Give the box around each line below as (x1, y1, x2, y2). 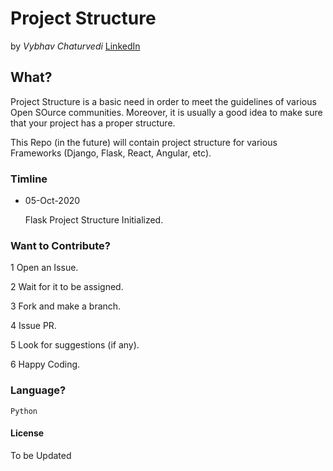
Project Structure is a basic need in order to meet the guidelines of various (10, 95, 317, 107)
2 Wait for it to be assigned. (10, 281, 124, 293)
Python (10, 406, 38, 416)
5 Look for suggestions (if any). (10, 339, 140, 351)
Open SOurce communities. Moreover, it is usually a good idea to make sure (10, 106, 323, 118)
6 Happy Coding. (10, 358, 81, 371)
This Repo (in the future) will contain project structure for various (10, 136, 278, 148)
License (10, 427, 45, 439)
